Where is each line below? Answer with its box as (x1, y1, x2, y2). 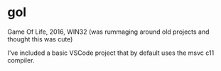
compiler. (7, 56, 35, 64)
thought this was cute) (7, 34, 73, 43)
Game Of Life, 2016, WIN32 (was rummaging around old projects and (7, 27, 210, 36)
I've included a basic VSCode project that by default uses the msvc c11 (7, 49, 215, 57)
